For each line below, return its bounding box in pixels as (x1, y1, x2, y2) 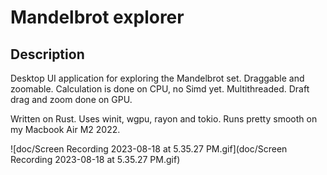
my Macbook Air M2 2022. (10, 124, 121, 135)
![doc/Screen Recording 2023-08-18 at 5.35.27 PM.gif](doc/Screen (10, 143, 288, 155)
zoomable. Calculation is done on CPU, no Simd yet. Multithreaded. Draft (10, 83, 310, 95)
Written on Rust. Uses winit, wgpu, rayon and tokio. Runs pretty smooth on (10, 113, 318, 125)
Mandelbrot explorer (10, 6, 185, 29)
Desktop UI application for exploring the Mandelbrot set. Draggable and (10, 72, 305, 84)
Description (10, 46, 85, 63)
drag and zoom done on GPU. (10, 94, 133, 105)
